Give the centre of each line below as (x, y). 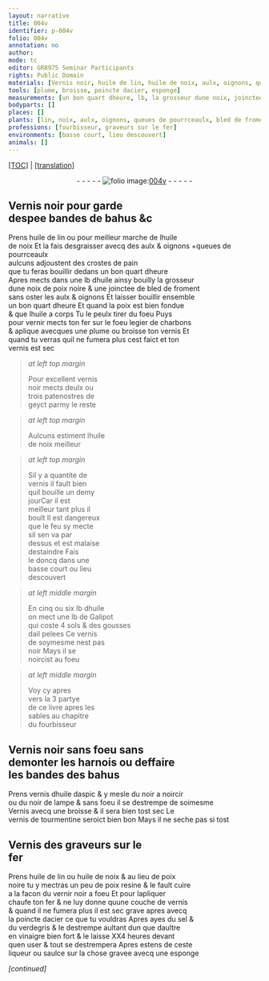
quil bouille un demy (61, 493)
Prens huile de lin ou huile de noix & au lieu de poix (92, 876)
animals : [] (28, 142)
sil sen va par (50, 535)
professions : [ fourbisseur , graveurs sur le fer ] (93, 127)
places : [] (26, 113)
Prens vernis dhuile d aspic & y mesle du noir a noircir (96, 794)
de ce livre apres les (61, 708)
